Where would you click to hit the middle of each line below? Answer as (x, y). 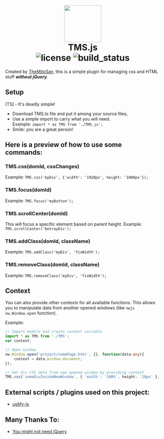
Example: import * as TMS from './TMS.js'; (58, 124)
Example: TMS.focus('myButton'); (39, 201)
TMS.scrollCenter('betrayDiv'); (38, 229)
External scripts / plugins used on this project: (77, 392)
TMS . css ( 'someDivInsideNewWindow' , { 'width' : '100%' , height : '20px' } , (82, 377)
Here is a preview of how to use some (64, 145)
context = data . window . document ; (48, 359)
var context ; (18, 341)
